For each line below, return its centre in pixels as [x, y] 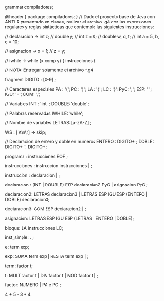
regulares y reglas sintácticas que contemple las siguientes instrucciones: [80, 27]
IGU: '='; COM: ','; [23, 94]
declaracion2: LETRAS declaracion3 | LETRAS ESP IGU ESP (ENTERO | [76, 194]
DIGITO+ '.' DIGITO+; [26, 147]
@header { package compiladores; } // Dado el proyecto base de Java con [80, 16]
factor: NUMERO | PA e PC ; [33, 285]
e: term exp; [17, 247]
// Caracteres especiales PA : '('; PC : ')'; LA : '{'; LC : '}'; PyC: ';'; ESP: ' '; [79, 89]
